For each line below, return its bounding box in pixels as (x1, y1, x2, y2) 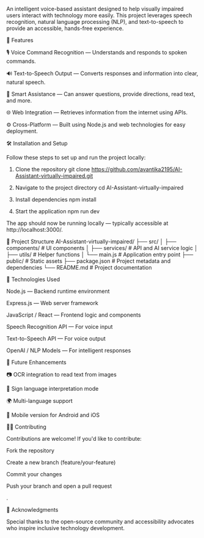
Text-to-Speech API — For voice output (6, 335, 106, 342)
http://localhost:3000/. (6, 226, 63, 233)
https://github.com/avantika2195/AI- (91, 166, 183, 173)
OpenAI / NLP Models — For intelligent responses (6, 347, 131, 354)
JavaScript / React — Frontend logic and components (6, 311, 142, 319)
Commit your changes (6, 471, 62, 477)
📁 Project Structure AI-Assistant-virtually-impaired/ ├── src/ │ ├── (6, 238, 177, 245)
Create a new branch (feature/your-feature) (6, 459, 116, 466)
